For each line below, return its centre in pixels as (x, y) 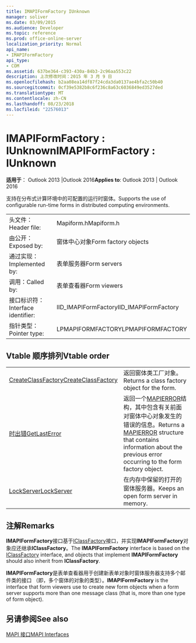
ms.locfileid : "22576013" (37, 109)
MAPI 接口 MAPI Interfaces (38, 634)
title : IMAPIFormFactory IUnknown (48, 11)
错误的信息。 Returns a (154, 425)
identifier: (22, 315)
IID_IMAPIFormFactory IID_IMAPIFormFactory (118, 307)
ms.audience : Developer (35, 28)
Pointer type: (27, 334)
